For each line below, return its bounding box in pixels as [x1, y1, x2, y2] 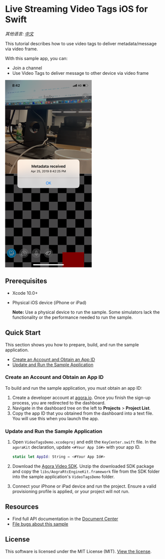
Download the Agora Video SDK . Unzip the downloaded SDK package [12, 464, 154, 469]
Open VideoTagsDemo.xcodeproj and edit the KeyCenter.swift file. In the [12, 439, 157, 445]
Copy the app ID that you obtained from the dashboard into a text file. [12, 410, 154, 416]
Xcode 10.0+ [12, 290, 38, 296]
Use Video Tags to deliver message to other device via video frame [12, 70, 149, 76]
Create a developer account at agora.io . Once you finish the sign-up [12, 395, 151, 401]
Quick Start [5, 329, 41, 337]
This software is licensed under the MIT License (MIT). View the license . [5, 548, 152, 554]
